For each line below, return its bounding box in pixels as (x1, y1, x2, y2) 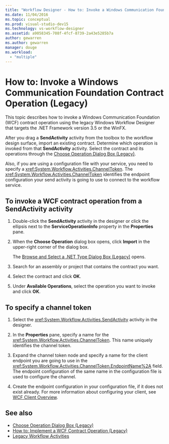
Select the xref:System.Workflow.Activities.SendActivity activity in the (12, 316, 157, 322)
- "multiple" (10, 54, 37, 60)
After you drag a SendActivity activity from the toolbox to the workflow (5, 135, 153, 141)
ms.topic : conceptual (5, 17, 51, 22)
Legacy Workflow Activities (12, 433, 69, 439)
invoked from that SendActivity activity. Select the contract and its (5, 145, 144, 152)
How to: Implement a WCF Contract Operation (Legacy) (12, 427, 128, 433)
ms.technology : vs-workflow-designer (5, 26, 84, 31)
